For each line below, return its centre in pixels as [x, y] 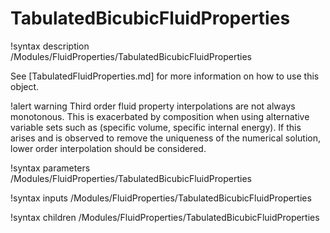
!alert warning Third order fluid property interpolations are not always [153, 106]
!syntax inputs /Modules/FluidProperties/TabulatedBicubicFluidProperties [161, 198]
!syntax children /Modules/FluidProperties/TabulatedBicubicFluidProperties [165, 217]
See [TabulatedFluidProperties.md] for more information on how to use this [165, 76]
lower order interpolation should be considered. [108, 148]
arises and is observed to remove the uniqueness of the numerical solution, [165, 138]
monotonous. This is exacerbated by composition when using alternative [160, 116]
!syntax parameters [50, 168]
